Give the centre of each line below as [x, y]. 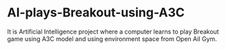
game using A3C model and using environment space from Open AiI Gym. [112, 38]
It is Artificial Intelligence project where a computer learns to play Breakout [113, 32]
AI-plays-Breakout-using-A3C [96, 13]
